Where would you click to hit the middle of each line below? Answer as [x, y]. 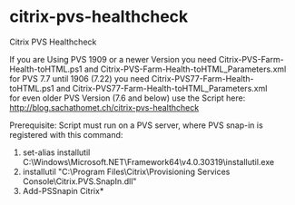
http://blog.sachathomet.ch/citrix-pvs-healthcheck [104, 107]
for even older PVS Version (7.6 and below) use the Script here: [128, 98]
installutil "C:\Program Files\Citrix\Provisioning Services [126, 171]
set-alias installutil [56, 152]
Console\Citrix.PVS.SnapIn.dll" [79, 181]
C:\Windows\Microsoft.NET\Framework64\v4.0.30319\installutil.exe [148, 161]
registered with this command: [66, 134]
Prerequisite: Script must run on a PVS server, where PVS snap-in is [136, 125]
